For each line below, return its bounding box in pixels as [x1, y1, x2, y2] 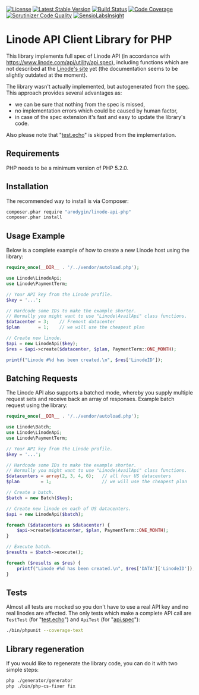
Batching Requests [6, 373, 78, 383]
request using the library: [6, 402, 68, 409]
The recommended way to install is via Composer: [6, 197, 129, 205]
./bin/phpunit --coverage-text [6, 628, 84, 634]
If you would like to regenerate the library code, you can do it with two [6, 660, 178, 667]
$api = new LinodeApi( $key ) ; [6, 340, 78, 346]
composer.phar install [6, 214, 62, 220]
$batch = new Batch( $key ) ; [6, 494, 73, 501]
